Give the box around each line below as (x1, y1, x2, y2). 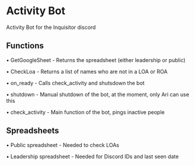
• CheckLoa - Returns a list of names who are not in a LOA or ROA (6, 68, 168, 75)
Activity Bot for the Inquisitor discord (6, 24, 96, 31)
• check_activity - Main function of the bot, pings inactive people (6, 108, 165, 116)
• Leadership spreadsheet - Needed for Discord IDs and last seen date (6, 152, 179, 160)
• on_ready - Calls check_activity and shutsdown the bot (6, 79, 145, 86)
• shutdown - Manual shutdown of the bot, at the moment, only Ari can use (6, 90, 190, 98)
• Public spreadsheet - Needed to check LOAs (6, 141, 120, 148)
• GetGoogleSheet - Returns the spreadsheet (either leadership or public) (6, 56, 186, 63)
